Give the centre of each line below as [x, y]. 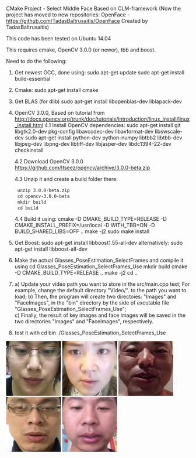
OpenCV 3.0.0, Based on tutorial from [60, 113]
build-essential [32, 79]
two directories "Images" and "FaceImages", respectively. [84, 321]
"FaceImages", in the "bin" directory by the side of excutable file [92, 303]
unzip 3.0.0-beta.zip [43, 190]
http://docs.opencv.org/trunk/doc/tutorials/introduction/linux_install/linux [102, 119]
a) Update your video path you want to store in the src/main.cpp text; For [102, 284]
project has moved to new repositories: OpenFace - [68, 15]
